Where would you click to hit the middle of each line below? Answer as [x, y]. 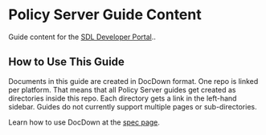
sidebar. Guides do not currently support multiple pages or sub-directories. [133, 106]
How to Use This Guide [66, 62]
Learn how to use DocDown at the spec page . [84, 122]
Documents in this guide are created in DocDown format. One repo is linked [133, 81]
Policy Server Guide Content [105, 15]
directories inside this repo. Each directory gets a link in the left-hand [123, 98]
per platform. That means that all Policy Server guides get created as [122, 89]
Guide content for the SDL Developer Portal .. [82, 37]
